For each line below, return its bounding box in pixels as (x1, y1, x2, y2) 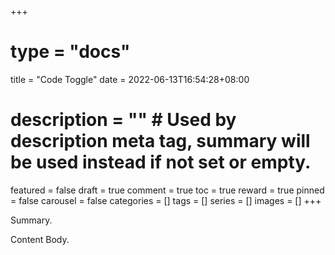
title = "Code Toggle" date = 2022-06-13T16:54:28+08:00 (10, 73, 250, 85)
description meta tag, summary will (10, 130, 311, 153)
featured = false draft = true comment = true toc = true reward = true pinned (10, 184, 325, 196)
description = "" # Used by (10, 109, 237, 131)
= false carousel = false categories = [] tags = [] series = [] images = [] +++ (10, 194, 322, 206)
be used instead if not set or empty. (10, 151, 312, 174)
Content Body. (10, 233, 70, 245)
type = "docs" (10, 41, 131, 63)
